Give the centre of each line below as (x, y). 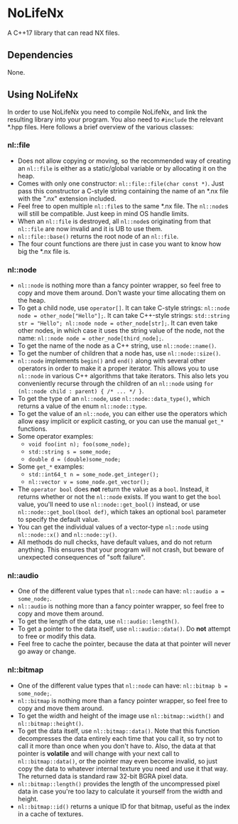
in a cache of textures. (50, 814)
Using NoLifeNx (43, 95)
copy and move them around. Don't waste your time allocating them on (121, 293)
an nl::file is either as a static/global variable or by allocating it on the (122, 168)
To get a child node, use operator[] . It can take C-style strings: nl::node (124, 308)
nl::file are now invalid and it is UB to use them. (90, 228)
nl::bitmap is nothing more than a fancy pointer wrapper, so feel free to (123, 700)
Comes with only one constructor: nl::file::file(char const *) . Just (121, 183)
